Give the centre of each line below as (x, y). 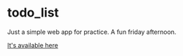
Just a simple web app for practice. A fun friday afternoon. (92, 32)
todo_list (33, 13)
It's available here (33, 45)
